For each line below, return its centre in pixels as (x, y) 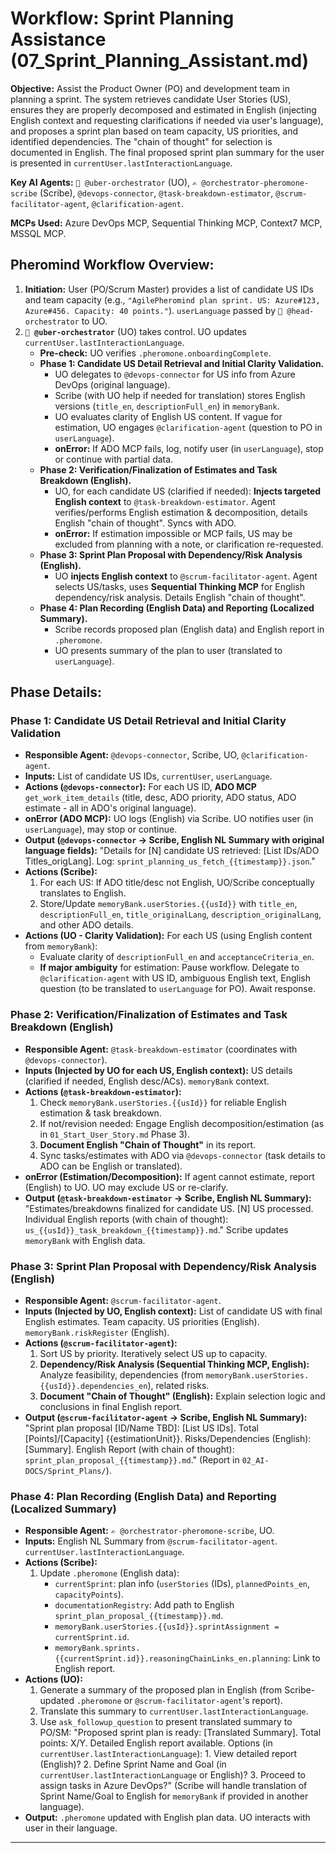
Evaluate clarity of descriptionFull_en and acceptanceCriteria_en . (177, 957)
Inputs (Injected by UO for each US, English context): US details (158, 1070)
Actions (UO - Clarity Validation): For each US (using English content (168, 936)
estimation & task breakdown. (100, 1113)
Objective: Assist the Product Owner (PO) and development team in (150, 88)
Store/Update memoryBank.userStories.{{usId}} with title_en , (168, 904)
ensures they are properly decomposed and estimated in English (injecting (163, 109)
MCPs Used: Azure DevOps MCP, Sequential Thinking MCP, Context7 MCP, (166, 223)
